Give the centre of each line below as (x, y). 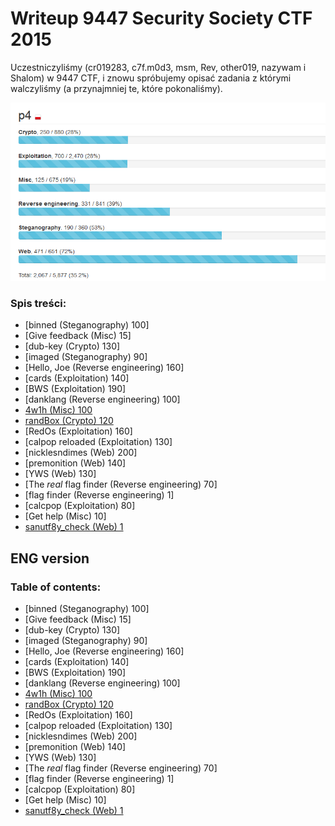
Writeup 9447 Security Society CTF (161, 18)
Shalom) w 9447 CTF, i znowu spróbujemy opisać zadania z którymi (151, 78)
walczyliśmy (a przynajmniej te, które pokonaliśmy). (116, 88)
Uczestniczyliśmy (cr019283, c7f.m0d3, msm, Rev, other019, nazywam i (158, 67)
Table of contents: (56, 587)
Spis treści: (38, 303)
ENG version (50, 558)
